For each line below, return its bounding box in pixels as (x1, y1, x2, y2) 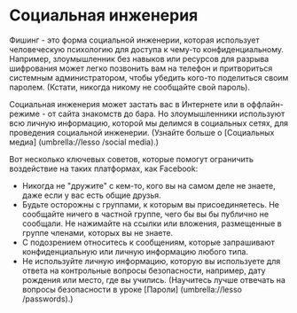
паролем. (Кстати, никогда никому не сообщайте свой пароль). (9, 82, 251, 92)
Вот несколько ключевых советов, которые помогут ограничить (9, 153, 254, 164)
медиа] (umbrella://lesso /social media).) (9, 137, 160, 147)
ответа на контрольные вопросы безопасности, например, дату (21, 265, 266, 276)
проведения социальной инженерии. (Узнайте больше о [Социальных (9, 127, 275, 137)
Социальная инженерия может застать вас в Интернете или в (9, 98, 246, 109)
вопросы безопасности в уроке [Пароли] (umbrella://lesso (21, 284, 242, 294)
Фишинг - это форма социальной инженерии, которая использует (9, 35, 260, 45)
